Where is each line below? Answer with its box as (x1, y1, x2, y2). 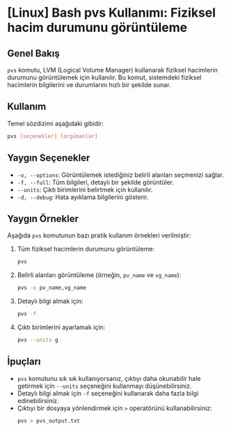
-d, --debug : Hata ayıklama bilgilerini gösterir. (17, 193, 149, 201)
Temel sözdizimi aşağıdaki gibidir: (7, 119, 104, 127)
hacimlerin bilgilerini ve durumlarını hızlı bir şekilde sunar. (7, 81, 171, 88)
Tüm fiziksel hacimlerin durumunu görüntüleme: (17, 245, 155, 253)
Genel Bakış (7, 47, 61, 59)
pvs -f (17, 311, 37, 318)
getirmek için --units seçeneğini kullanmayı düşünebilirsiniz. (17, 382, 192, 390)
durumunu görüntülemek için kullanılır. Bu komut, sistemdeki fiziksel (7, 73, 202, 81)
